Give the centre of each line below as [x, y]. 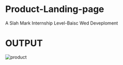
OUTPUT [24, 43]
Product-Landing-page [55, 9]
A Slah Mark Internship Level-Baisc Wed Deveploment [61, 23]
